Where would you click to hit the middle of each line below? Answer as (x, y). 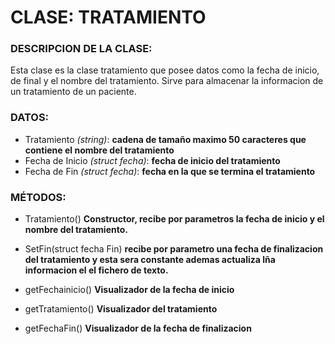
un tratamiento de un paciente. (73, 92)
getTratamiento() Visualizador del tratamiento (121, 309)
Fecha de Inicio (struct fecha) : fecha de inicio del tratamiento (152, 160)
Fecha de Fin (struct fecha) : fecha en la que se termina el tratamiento (170, 171)
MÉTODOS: (38, 197)
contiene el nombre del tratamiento (99, 150)
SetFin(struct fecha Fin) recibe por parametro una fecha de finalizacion (174, 249)
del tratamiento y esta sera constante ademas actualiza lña (150, 260)
